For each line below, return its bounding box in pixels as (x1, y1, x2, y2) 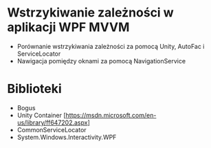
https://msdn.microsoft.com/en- (65, 111, 157, 119)
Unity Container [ (16, 111, 67, 119)
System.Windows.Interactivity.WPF (16, 133, 117, 141)
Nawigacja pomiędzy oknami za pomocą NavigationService (16, 56, 186, 65)
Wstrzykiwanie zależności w (7, 5, 174, 21)
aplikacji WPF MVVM (7, 19, 130, 35)
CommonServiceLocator (16, 125, 87, 134)
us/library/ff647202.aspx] (16, 118, 91, 127)
